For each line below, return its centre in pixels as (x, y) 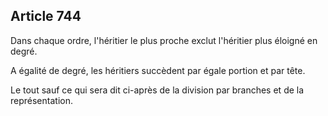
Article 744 (46, 16)
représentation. (41, 100)
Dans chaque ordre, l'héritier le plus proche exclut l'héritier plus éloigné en (164, 40)
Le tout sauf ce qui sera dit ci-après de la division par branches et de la (157, 90)
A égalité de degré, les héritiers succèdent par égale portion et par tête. (158, 70)
